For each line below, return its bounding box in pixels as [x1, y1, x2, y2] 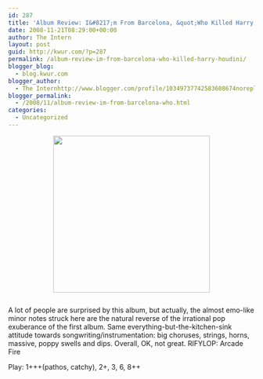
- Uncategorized [15, 114, 68, 122]
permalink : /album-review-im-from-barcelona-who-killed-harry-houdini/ [8, 56, 247, 64]
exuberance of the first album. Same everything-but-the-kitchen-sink [8, 322, 232, 331]
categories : [8, 107, 47, 115]
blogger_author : [8, 77, 61, 85]
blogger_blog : [8, 63, 55, 71]
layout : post [8, 41, 51, 49]
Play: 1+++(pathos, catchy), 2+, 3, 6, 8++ [8, 362, 141, 371]
